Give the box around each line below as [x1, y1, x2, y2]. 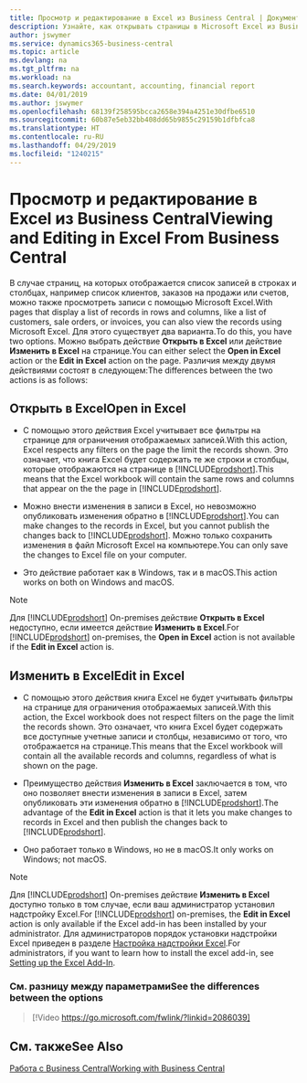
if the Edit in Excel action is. [9, 642, 114, 653]
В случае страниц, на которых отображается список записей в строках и [9, 277, 297, 288]
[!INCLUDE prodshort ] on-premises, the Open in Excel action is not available [9, 632, 295, 642]
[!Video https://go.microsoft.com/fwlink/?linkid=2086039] [31, 1012, 251, 1024]
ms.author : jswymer [9, 98, 84, 108]
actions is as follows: [9, 374, 89, 385]
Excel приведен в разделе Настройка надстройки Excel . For [9, 938, 240, 949]
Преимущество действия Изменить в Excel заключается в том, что [22, 778, 288, 789]
